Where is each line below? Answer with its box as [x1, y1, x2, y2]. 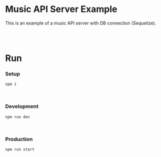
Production [5, 135, 33, 142]
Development [5, 103, 39, 110]
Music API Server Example [5, 3, 117, 15]
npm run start [5, 147, 35, 152]
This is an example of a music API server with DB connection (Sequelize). [5, 20, 156, 26]
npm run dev [5, 114, 30, 119]
